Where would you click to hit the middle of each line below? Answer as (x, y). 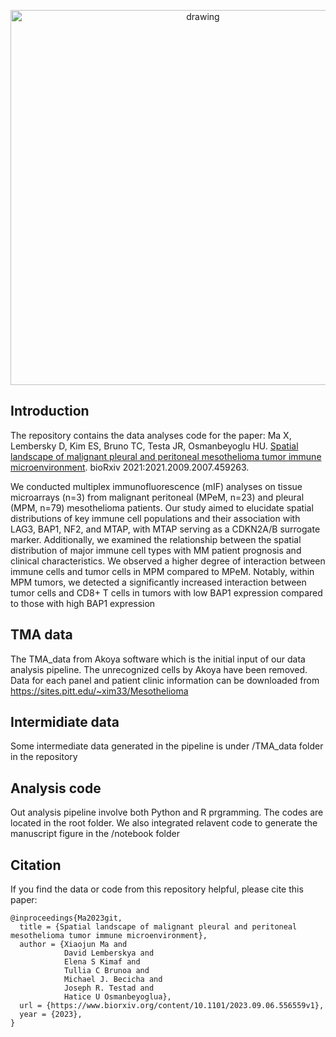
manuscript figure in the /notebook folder (95, 834)
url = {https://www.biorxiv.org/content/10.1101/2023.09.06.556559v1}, (172, 1006)
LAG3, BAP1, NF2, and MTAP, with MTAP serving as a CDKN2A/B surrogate (165, 529)
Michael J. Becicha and (113, 980)
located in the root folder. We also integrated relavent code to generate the (164, 823)
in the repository (44, 757)
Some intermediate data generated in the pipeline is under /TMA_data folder (167, 746)
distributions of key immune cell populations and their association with (155, 518)
